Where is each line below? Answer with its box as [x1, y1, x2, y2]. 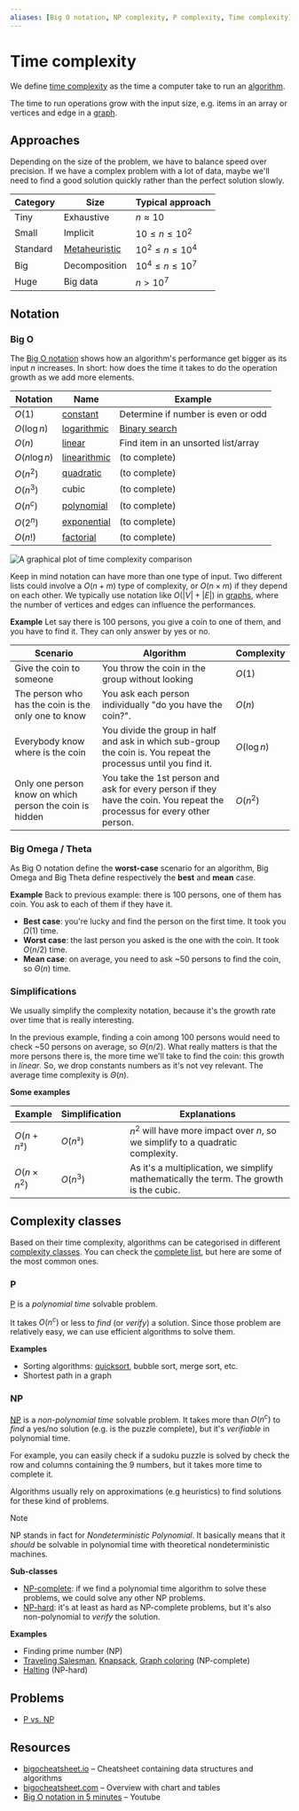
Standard [14, 243, 53, 256]
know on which [14, 788, 78, 800]
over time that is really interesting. [10, 1015, 134, 1026]
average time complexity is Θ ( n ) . [10, 1070, 130, 1081]
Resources [10, 1740, 71, 1755]
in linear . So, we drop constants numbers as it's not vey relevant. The [10, 1060, 264, 1071]
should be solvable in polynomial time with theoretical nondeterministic [10, 1539, 270, 1550]
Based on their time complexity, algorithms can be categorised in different [10, 1237, 281, 1248]
